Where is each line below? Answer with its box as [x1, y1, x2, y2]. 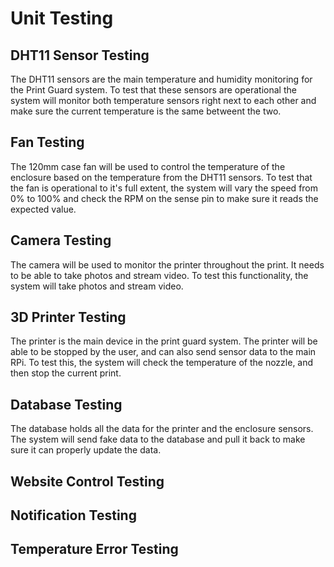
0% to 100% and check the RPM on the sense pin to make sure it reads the [10, 192, 319, 204]
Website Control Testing [10, 473, 165, 490]
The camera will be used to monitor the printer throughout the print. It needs [10, 258, 325, 271]
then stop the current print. [10, 367, 122, 379]
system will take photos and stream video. [10, 280, 184, 292]
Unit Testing [10, 7, 114, 30]
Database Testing [10, 396, 123, 413]
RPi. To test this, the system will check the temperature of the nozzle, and [10, 357, 314, 369]
